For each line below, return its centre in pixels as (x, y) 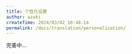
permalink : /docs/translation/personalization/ (66, 28)
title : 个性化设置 (27, 11)
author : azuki (24, 17)
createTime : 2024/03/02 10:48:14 (48, 22)
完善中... (16, 45)
